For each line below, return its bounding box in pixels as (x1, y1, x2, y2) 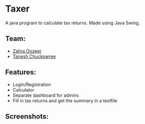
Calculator (12, 87, 34, 93)
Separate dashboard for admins (12, 92, 79, 98)
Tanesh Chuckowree (12, 53, 56, 59)
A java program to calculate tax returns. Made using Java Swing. (5, 20, 140, 26)
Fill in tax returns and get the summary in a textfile (12, 97, 118, 104)
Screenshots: (5, 112, 49, 120)
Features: (5, 68, 37, 76)
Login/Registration (12, 81, 52, 88)
